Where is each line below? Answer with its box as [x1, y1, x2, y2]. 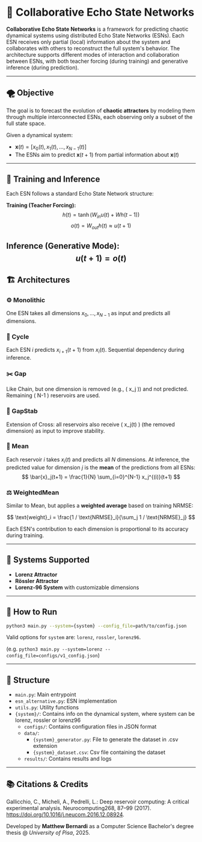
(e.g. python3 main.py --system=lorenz [6, 645, 103, 652]
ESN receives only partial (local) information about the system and [6, 38, 170, 45]
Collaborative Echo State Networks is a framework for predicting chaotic [6, 25, 189, 33]
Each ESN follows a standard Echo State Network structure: [6, 190, 155, 197]
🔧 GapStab [6, 407, 38, 415]
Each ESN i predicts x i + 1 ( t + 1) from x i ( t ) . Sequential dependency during [6, 346, 185, 355]
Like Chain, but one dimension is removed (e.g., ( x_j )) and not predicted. [6, 386, 188, 393]
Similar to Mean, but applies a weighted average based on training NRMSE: [6, 502, 194, 509]
